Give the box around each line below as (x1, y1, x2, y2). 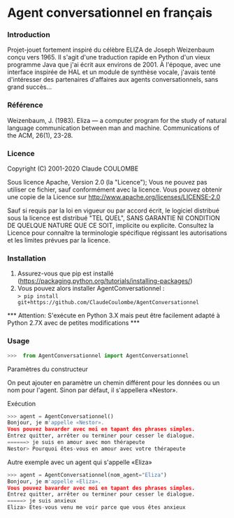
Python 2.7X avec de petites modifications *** (7, 319, 140, 327)
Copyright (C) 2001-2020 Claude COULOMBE (7, 164, 139, 173)
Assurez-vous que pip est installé (17, 269, 114, 278)
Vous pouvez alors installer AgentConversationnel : (17, 285, 165, 293)
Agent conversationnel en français (7, 5, 213, 21)
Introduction (7, 30, 50, 40)
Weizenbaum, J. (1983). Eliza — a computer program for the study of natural (7, 116, 227, 124)
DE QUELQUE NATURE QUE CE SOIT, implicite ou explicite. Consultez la (7, 222, 214, 230)
